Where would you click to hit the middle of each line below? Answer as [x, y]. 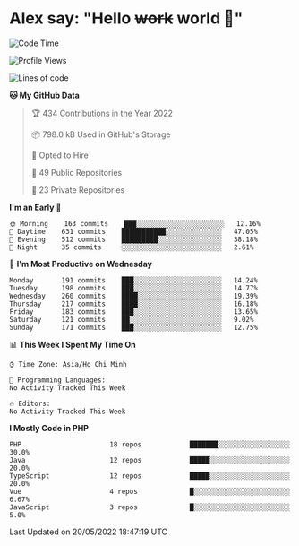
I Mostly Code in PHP [49, 428]
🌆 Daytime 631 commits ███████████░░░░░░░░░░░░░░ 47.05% [133, 231]
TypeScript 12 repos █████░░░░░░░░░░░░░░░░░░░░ [150, 476]
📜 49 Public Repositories [77, 172]
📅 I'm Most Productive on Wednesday [81, 264]
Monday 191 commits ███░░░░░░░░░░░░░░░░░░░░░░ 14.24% [133, 280]
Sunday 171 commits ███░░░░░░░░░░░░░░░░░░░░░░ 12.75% [133, 327]
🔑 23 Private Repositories [78, 190]
